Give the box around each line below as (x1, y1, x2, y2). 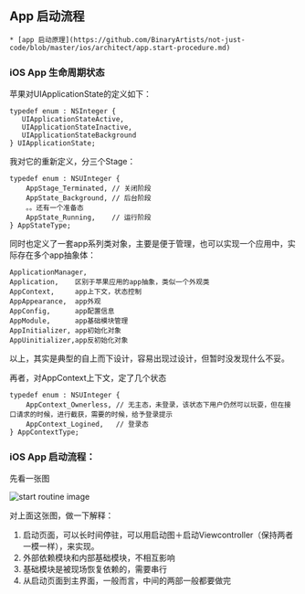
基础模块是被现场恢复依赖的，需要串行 (22, 564, 167, 575)
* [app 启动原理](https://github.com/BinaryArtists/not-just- (9, 35, 246, 44)
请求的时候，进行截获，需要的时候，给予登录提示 (16, 410, 174, 419)
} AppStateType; (9, 221, 71, 230)
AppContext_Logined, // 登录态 (26, 419, 149, 430)
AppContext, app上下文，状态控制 (9, 287, 142, 297)
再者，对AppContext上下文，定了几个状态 (9, 373, 167, 384)
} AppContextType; (9, 428, 79, 437)
